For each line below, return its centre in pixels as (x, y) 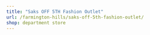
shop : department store (36, 23)
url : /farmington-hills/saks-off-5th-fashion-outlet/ (75, 17)
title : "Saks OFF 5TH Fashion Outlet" (55, 12)
